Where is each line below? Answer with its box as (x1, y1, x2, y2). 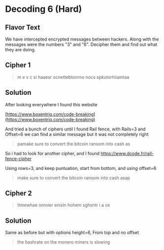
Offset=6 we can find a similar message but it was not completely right (5, 131, 149, 137)
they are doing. (5, 47, 36, 52)
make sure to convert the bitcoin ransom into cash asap (17, 174, 131, 181)
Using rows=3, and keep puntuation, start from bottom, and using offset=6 (5, 165, 157, 171)
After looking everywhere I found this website (5, 101, 98, 107)
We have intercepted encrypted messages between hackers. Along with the (5, 36, 159, 42)
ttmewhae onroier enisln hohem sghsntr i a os (17, 202, 110, 208)
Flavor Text (5, 23, 40, 32)
